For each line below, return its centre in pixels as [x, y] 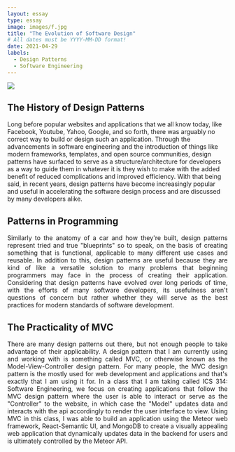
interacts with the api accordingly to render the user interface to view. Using [117, 411]
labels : [19, 53]
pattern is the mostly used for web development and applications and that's [117, 374]
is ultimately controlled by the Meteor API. [67, 441]
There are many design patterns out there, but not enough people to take [117, 344]
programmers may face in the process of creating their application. [117, 275]
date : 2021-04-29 [33, 46]
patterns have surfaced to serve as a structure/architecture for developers [114, 161]
